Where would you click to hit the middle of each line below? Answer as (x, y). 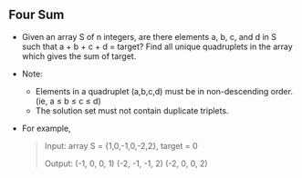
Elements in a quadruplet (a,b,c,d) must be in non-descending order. (164, 91)
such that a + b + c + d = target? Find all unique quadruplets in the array (157, 46)
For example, (46, 128)
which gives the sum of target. (79, 56)
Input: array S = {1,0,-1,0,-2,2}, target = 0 (121, 145)
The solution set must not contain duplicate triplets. (132, 110)
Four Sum (36, 15)
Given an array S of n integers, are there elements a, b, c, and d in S (149, 36)
